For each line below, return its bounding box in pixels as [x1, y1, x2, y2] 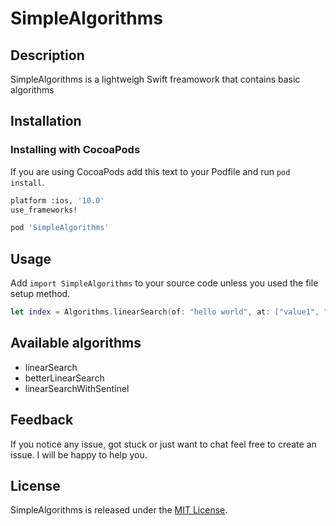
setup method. [10, 288, 71, 300]
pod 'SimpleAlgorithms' [10, 223, 110, 233]
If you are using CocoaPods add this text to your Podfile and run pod [10, 165, 291, 177]
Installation [10, 113, 82, 130]
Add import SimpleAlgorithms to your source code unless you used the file [10, 277, 319, 289]
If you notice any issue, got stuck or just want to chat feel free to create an [10, 438, 317, 450]
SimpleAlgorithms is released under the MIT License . [10, 504, 228, 516]
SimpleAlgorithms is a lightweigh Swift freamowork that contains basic [10, 73, 301, 85]
